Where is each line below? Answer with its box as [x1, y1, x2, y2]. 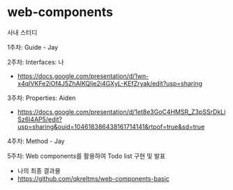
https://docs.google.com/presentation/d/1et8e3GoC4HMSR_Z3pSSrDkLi [17, 108, 226, 116]
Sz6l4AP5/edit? [17, 115, 63, 123]
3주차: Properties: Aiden [7, 94, 76, 102]
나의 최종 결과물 [17, 166, 61, 175]
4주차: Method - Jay [7, 137, 65, 145]
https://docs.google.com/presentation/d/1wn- [17, 71, 149, 80]
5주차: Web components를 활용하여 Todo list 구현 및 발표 [7, 152, 166, 160]
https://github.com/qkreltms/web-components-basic [17, 174, 170, 182]
